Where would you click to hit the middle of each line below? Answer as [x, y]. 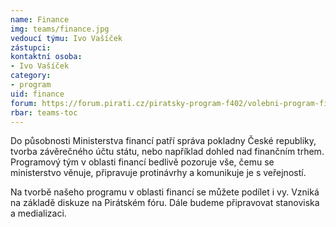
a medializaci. [38, 213]
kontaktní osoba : [46, 57]
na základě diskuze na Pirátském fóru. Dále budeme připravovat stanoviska [165, 203]
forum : [24, 103]
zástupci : [31, 47]
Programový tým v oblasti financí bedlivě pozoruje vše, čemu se [142, 162]
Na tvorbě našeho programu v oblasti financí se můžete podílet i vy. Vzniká [165, 192]
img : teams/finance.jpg [60, 29]
